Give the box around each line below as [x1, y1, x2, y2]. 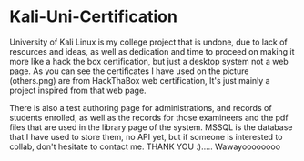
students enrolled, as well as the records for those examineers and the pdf [9, 112, 289, 123]
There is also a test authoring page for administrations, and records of [9, 102, 272, 113]
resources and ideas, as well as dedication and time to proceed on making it [9, 45, 295, 56]
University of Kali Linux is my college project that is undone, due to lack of [9, 36, 289, 47]
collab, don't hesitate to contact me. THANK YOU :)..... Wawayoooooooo [9, 141, 280, 152]
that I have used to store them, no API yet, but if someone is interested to [9, 131, 283, 142]
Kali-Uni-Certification [9, 6, 177, 27]
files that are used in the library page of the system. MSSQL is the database [9, 121, 293, 133]
